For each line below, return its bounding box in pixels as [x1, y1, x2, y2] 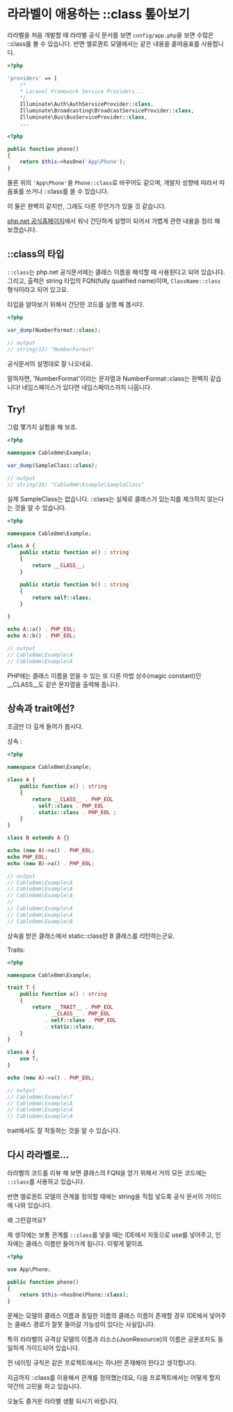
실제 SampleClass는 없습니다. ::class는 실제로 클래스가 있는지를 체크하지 [7, 494, 206, 503]
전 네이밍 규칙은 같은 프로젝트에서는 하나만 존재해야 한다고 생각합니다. [7, 1359, 197, 1367]
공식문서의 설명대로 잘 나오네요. [7, 359, 93, 367]
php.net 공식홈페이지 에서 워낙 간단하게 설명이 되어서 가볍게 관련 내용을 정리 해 [7, 217, 220, 226]
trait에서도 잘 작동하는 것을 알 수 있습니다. [7, 1126, 120, 1135]
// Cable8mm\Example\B [7, 918, 73, 925]
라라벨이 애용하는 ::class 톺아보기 [7, 6, 190, 22]
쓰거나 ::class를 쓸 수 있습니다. [25, 187, 109, 196]
